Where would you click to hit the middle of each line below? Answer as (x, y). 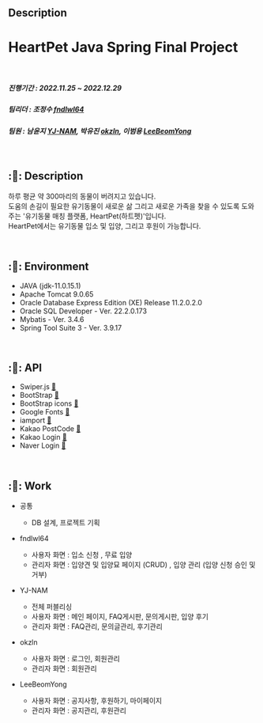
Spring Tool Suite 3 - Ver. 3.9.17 (71, 327)
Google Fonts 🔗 (45, 412)
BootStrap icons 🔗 (49, 403)
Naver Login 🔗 (43, 445)
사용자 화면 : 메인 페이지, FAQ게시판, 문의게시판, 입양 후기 (120, 617)
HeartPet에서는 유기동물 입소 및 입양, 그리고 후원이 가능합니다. (105, 225)
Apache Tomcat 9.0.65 (56, 294)
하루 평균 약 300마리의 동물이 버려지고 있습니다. (82, 196)
